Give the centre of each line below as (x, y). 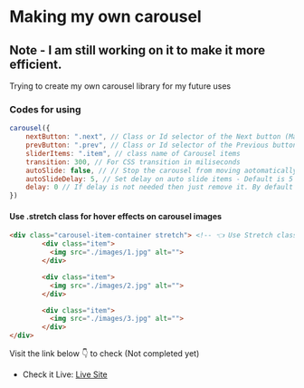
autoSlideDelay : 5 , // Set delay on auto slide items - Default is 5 (160, 179)
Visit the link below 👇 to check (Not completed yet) (104, 354)
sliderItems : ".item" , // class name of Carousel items (133, 153)
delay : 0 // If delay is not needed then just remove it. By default (160, 188)
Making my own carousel (105, 17)
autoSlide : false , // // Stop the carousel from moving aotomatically (161, 170)
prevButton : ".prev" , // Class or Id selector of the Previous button (161, 145)
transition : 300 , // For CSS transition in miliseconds (133, 162)
